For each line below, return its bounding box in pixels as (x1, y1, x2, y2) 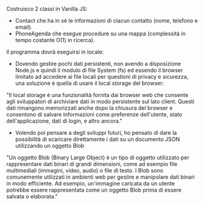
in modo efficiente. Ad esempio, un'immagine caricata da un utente (6, 180, 175, 187)
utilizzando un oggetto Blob (15, 142, 85, 149)
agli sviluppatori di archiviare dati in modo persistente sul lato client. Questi (6, 98, 195, 105)
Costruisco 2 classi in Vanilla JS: (6, 5, 88, 12)
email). (15, 24, 33, 31)
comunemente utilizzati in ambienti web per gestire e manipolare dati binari (6, 173, 195, 181)
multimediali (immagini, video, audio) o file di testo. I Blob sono (6, 167, 164, 174)
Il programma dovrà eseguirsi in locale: (6, 48, 104, 56)
